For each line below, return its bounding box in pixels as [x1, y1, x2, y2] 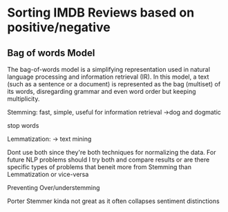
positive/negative [7, 19, 111, 35]
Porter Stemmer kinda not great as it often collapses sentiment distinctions [7, 197, 220, 205]
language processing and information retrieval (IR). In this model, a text [7, 73, 209, 81]
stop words [7, 122, 39, 129]
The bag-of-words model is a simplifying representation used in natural [7, 66, 211, 73]
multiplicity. [7, 95, 40, 103]
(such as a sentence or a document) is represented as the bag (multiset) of [7, 80, 221, 88]
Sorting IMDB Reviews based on [7, 5, 195, 21]
